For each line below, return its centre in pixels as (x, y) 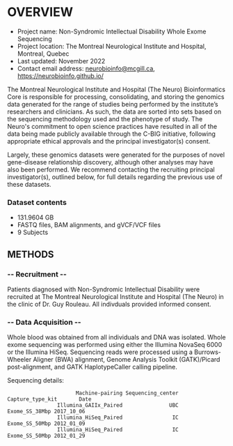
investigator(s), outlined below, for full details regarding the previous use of (115, 177)
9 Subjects (33, 232)
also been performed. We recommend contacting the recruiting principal (111, 169)
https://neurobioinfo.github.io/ (61, 76)
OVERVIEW (40, 12)
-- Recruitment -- (37, 274)
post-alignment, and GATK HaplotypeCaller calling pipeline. (92, 367)
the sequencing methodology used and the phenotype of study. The (105, 118)
